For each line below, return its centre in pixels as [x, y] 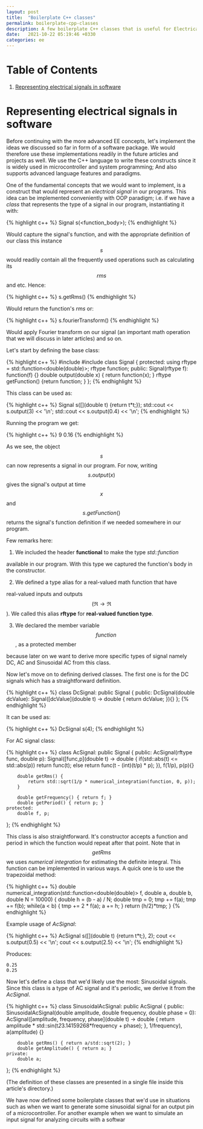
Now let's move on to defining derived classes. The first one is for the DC [98, 674]
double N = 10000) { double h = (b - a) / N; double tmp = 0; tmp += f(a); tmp [101, 899]
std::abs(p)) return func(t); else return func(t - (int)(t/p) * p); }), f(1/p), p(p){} [100, 765]
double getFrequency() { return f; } [65, 797]
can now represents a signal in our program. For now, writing [82, 465]
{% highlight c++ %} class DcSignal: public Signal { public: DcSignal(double [101, 692]
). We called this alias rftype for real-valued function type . [80, 614]
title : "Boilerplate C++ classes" [51, 18]
